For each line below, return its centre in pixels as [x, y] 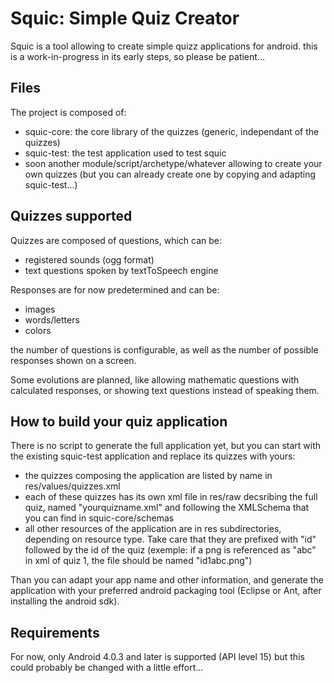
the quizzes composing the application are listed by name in [148, 476]
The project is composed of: [68, 112]
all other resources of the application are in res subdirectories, [153, 529]
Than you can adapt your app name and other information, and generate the [167, 580]
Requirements [55, 632]
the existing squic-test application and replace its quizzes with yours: [153, 456]
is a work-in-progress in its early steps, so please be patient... [137, 56]
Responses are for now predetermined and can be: [115, 289]
